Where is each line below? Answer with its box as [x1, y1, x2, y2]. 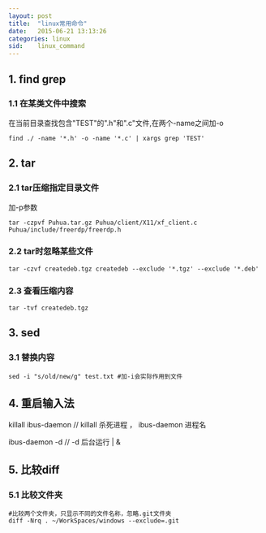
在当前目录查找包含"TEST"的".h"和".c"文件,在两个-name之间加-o [8, 118, 225, 128]
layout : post [8, 11, 53, 20]
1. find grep [8, 72, 66, 86]
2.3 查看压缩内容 [8, 285, 74, 297]
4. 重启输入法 [8, 396, 75, 410]
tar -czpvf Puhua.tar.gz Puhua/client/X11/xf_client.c [8, 219, 198, 227]
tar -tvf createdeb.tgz [8, 304, 89, 313]
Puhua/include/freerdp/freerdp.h [8, 225, 122, 234]
